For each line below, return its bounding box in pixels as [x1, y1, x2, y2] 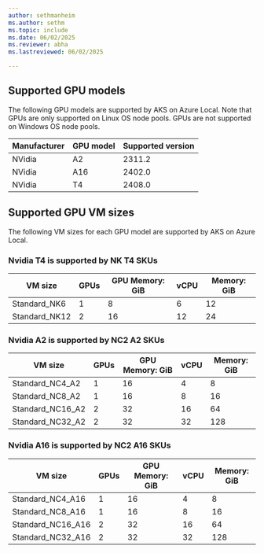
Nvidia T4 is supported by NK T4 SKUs [8, 255, 159, 266]
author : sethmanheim [8, 11, 76, 20]
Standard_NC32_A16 [12, 532, 91, 543]
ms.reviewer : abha [8, 41, 68, 49]
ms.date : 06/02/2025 [8, 33, 76, 42]
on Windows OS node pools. [8, 121, 101, 131]
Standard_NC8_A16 [12, 506, 86, 517]
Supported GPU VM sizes [8, 206, 135, 219]
